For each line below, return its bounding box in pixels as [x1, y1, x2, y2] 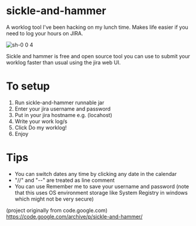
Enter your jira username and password [14, 105, 111, 112]
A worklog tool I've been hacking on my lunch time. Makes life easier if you [6, 24, 189, 31]
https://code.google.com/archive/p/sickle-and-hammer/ [6, 213, 143, 220]
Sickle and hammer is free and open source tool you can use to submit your [6, 52, 191, 59]
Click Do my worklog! [14, 124, 67, 131]
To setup [6, 79, 50, 93]
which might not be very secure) [14, 195, 94, 202]
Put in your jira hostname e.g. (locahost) [14, 111, 112, 118]
